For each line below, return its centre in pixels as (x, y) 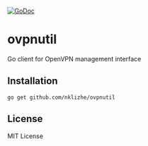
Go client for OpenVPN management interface (74, 59)
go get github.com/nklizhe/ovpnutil (61, 97)
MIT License (25, 136)
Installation (33, 81)
